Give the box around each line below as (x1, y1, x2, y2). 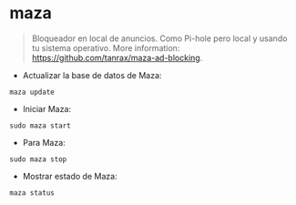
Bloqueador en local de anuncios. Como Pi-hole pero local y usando (31, 33, 288, 44)
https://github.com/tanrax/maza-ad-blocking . (31, 52, 203, 63)
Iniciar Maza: (22, 103, 71, 114)
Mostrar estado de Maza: (22, 170, 117, 181)
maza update (9, 87, 55, 97)
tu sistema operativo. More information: (31, 42, 180, 53)
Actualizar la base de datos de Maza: (22, 69, 162, 80)
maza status (9, 188, 55, 198)
